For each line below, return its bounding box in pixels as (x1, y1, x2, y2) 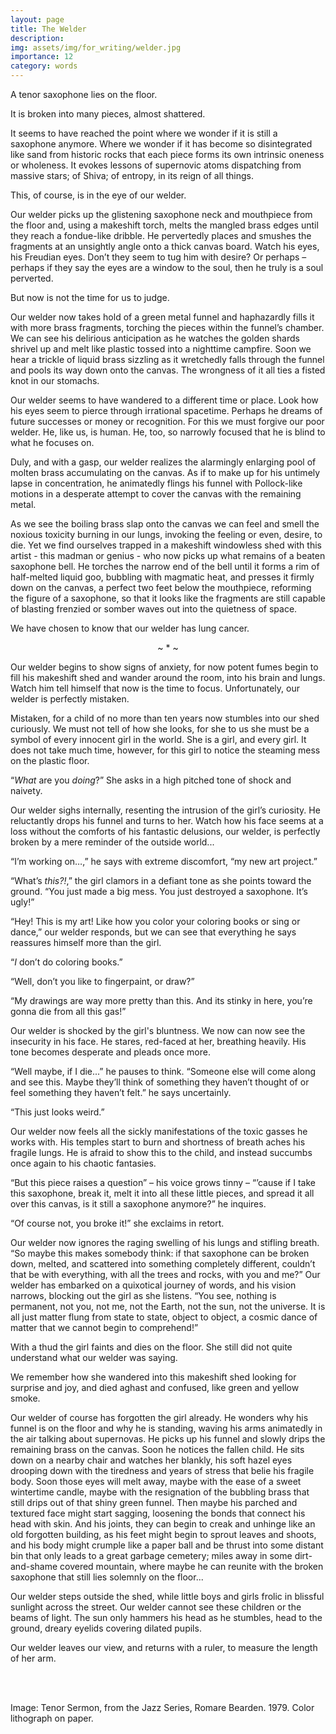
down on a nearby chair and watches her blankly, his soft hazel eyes (10, 1454, 293, 1466)
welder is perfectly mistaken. (10, 693, 130, 705)
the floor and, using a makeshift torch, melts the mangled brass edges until (10, 219, 319, 231)
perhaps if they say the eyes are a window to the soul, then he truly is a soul (10, 262, 324, 273)
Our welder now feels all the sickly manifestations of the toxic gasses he (10, 1126, 308, 1137)
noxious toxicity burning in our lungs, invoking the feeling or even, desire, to (10, 529, 323, 540)
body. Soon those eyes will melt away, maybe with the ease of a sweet (10, 1476, 302, 1487)
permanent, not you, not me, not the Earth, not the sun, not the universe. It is (10, 1301, 326, 1312)
